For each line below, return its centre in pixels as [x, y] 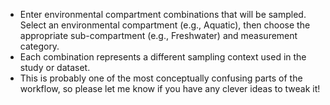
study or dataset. [55, 67]
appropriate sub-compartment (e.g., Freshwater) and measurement [158, 35]
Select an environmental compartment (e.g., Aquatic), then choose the [165, 25]
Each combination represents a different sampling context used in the [163, 57]
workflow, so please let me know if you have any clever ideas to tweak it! [170, 88]
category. [39, 46]
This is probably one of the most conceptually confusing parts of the [161, 78]
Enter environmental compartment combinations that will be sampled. [163, 14]
